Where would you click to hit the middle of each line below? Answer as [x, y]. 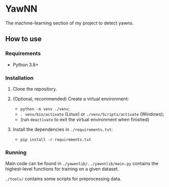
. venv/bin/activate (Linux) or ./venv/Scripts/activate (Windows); [92, 114]
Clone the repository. [35, 89]
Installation [20, 78]
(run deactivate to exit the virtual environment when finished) [85, 119]
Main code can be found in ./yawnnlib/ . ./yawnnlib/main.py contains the [82, 164]
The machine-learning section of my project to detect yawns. [69, 23]
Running [16, 152]
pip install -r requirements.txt [56, 140]
